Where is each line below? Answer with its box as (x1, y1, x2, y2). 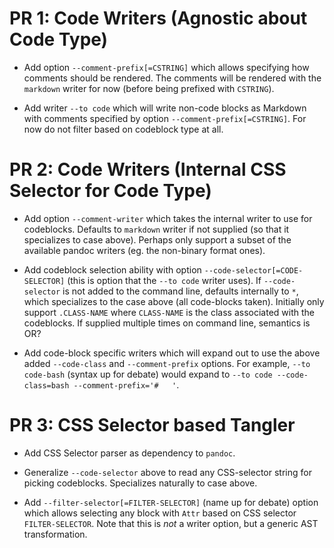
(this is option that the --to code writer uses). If (67, 274, 262, 286)
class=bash (23, 380, 70, 391)
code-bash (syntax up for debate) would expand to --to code (23, 368, 273, 380)
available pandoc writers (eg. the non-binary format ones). (23, 244, 266, 256)
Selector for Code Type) (9, 180, 212, 202)
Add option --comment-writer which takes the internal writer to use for (23, 212, 313, 224)
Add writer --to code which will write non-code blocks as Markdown (23, 102, 307, 114)
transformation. (23, 528, 88, 540)
